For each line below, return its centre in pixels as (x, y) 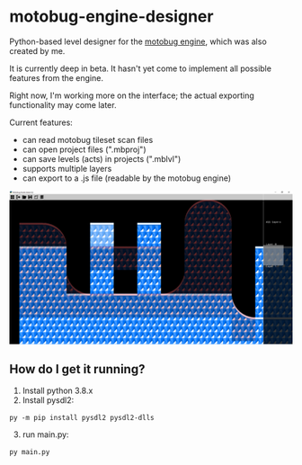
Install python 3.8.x (58, 391)
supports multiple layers (67, 168)
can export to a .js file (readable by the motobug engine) (127, 178)
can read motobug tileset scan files (88, 139)
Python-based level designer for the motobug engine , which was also (138, 41)
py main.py (30, 452)
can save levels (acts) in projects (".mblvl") (102, 158)
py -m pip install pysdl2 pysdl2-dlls (82, 418)
